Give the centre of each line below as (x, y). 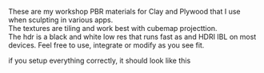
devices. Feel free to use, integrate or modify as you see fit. (106, 45)
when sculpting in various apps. (61, 20)
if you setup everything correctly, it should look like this (100, 60)
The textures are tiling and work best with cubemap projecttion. (113, 28)
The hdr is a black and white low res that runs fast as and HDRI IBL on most (132, 36)
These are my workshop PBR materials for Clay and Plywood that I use (124, 12)
